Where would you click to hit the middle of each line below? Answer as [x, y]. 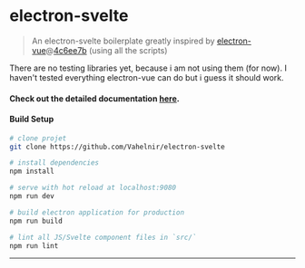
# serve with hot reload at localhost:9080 [93, 188]
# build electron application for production [97, 212]
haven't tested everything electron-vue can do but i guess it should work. [147, 77]
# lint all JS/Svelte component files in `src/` [103, 237]
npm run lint [34, 245]
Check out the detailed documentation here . [94, 98]
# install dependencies [54, 163]
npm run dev [32, 196]
